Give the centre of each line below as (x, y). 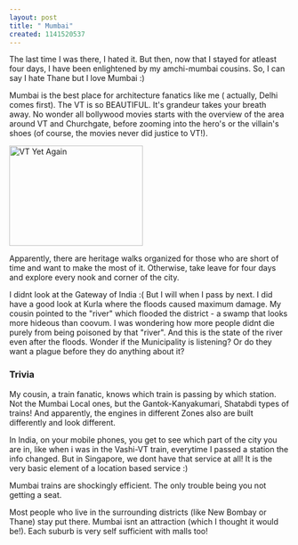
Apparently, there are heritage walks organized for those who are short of (144, 258)
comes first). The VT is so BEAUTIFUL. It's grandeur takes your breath (138, 105)
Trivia (22, 375)
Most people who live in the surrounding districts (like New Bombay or (138, 512)
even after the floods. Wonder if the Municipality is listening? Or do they (141, 342)
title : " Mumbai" (41, 26)
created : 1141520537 (48, 34)
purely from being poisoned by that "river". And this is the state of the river (146, 333)
